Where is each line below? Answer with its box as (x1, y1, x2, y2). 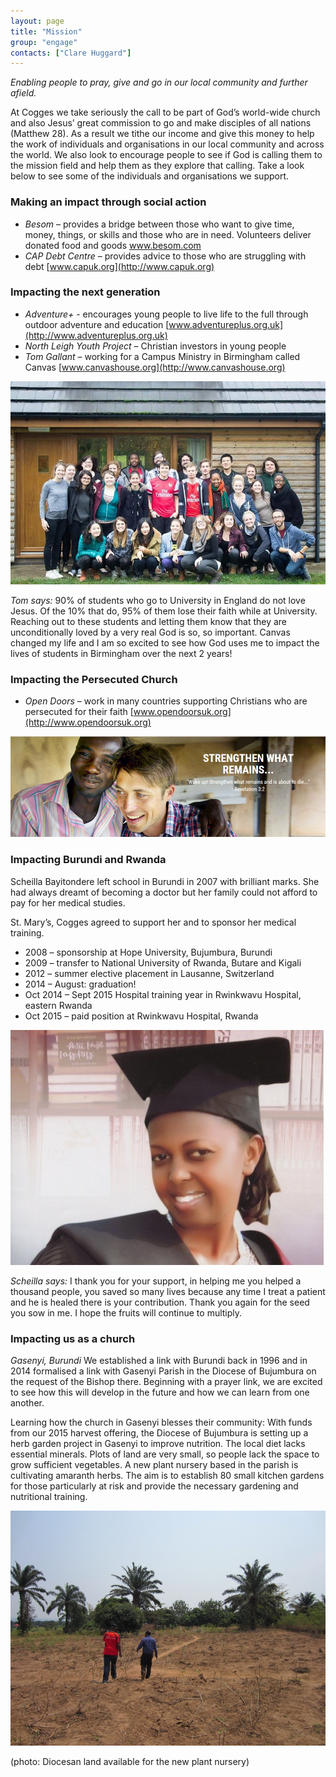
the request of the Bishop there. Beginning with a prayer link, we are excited (10, 1375, 323, 1387)
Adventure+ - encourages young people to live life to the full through (24, 308, 309, 320)
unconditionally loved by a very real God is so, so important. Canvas (10, 626, 291, 638)
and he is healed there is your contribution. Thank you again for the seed (10, 1296, 310, 1308)
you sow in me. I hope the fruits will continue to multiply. (10, 1306, 243, 1319)
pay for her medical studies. (10, 896, 126, 909)
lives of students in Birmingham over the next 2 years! (10, 647, 233, 659)
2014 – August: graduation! (24, 978, 137, 990)
